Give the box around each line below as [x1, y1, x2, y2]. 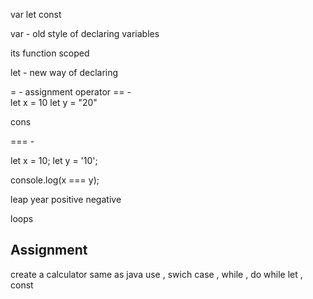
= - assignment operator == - [10, 86, 132, 98]
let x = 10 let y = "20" [10, 97, 98, 108]
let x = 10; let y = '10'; [10, 155, 98, 166]
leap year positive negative [10, 194, 122, 205]
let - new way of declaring [10, 67, 119, 78]
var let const [10, 9, 62, 20]
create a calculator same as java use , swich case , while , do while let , [10, 268, 303, 280]
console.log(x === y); [10, 174, 100, 186]
